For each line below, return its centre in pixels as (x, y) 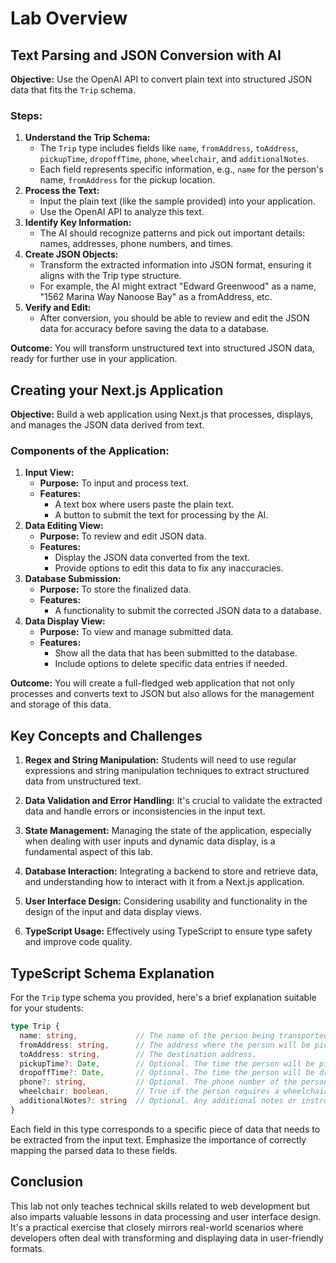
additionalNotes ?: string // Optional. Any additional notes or (158, 1101)
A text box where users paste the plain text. (144, 504)
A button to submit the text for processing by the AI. (161, 515)
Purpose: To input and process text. (114, 483)
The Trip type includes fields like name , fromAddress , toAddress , (169, 148)
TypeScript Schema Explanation (112, 973)
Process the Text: (62, 191)
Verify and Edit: (58, 308)
